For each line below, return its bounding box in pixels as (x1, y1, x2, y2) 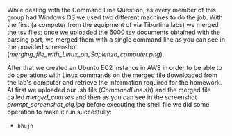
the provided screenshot (7, 43, 78, 51)
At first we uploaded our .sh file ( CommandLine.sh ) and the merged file (7, 86, 211, 94)
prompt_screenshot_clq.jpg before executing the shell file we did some (7, 101, 210, 108)
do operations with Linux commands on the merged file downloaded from (7, 71, 217, 79)
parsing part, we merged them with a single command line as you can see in (7, 35, 226, 44)
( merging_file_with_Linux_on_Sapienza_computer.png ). (7, 50, 165, 58)
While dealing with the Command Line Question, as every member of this (7, 6, 217, 14)
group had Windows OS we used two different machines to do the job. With (7, 13, 224, 22)
